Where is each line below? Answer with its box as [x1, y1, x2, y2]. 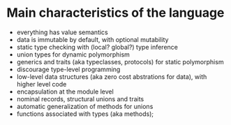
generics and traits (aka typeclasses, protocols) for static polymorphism [16, 57, 224, 66]
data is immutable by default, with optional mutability [16, 35, 169, 43]
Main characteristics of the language [6, 5, 225, 21]
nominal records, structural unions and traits [16, 94, 144, 103]
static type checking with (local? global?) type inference [16, 43, 179, 51]
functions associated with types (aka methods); [16, 110, 154, 118]
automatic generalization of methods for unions [16, 102, 154, 110]
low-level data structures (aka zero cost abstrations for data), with [16, 72, 207, 81]
